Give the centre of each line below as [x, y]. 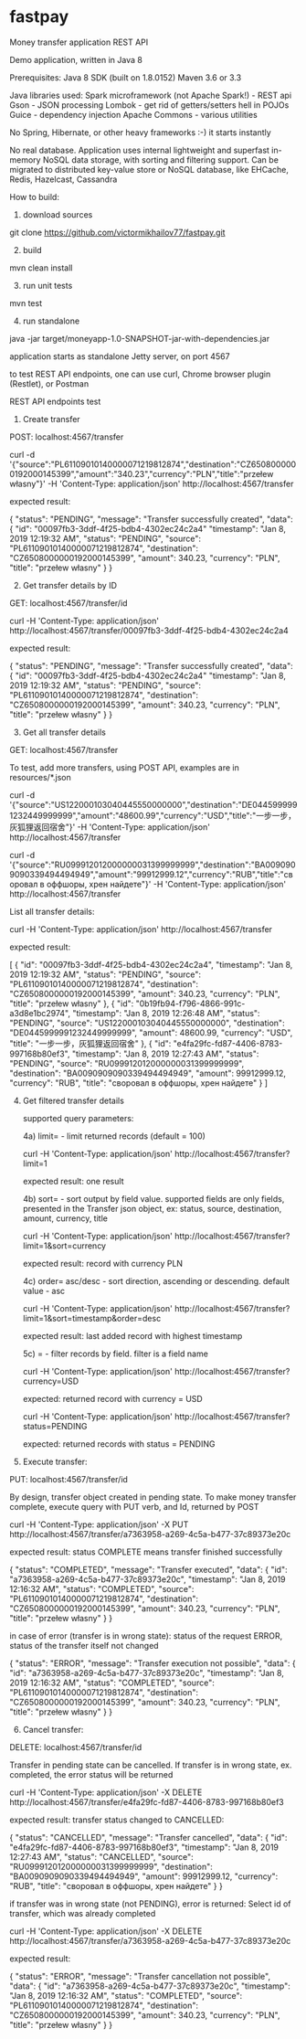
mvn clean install [41, 268]
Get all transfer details [64, 732]
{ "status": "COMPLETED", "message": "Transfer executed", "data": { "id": [148, 1569]
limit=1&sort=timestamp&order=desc [92, 1318]
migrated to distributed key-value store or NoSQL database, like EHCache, [149, 169]
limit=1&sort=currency [64, 1246]
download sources [58, 214]
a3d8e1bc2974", [40, 1013]
